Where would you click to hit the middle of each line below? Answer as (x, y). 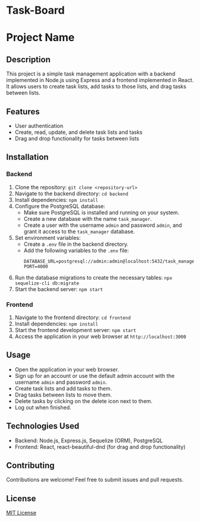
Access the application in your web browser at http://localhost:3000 (100, 336)
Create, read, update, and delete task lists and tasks (79, 132)
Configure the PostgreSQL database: (60, 206)
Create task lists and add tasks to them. (63, 388)
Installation (27, 157)
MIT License (21, 513)
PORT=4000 (36, 266)
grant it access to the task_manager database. (79, 231)
